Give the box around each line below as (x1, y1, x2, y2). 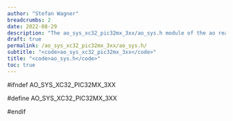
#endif (7, 107, 26, 115)
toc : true (7, 62, 36, 68)
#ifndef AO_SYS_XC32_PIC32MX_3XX (7, 80, 116, 89)
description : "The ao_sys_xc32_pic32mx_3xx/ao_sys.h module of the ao (7, 29, 216, 37)
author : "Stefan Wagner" (7, 10, 79, 17)
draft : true (7, 36, 42, 43)
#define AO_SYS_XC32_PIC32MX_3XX (7, 94, 117, 102)
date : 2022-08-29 (7, 23, 58, 30)
